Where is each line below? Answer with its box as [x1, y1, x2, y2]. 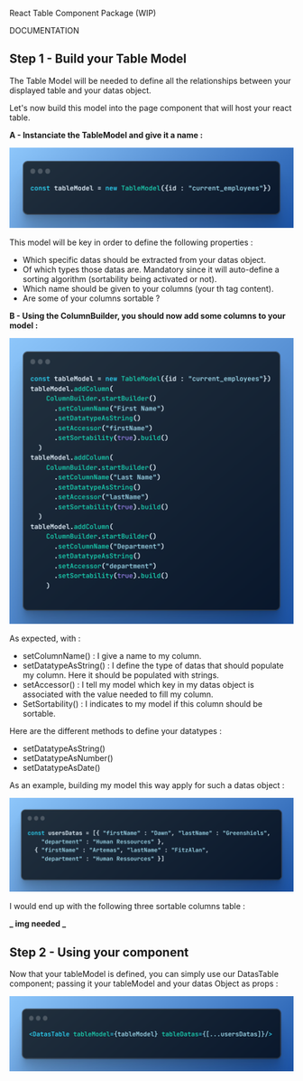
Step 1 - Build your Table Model [9, 52, 188, 67]
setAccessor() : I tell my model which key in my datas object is [22, 680, 254, 691]
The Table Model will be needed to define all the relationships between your [9, 75, 291, 86]
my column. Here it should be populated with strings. [22, 670, 219, 681]
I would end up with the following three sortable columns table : [9, 901, 246, 912]
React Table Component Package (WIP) [9, 8, 157, 18]
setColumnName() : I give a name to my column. [22, 651, 202, 662]
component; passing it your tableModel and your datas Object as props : [9, 978, 279, 989]
